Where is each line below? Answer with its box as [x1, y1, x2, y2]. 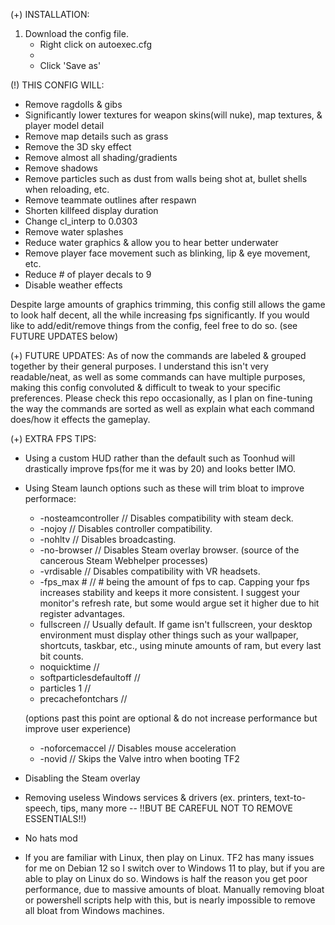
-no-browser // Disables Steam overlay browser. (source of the [39, 544, 300, 556]
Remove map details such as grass [24, 130, 169, 142]
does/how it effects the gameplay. [10, 414, 151, 425]
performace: [24, 493, 77, 504]
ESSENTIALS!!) [24, 813, 87, 824]
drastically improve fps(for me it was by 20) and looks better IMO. [24, 463, 297, 474]
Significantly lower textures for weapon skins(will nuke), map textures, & [24, 109, 323, 121]
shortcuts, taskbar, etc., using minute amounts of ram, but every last [39, 640, 322, 651]
